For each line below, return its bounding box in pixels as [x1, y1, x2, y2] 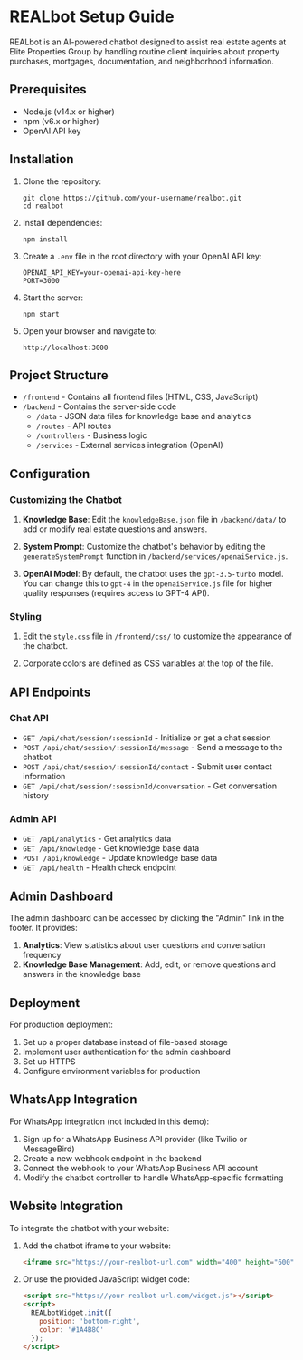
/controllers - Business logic [35, 430, 147, 441]
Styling [9, 610, 43, 622]
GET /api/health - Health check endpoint [22, 862, 176, 873]
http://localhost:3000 [22, 343, 109, 352]
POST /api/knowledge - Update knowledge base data [22, 853, 218, 864]
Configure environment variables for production [22, 1065, 201, 1076]
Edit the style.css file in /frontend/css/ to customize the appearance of [22, 631, 292, 641]
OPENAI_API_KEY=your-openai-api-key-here [22, 268, 181, 278]
